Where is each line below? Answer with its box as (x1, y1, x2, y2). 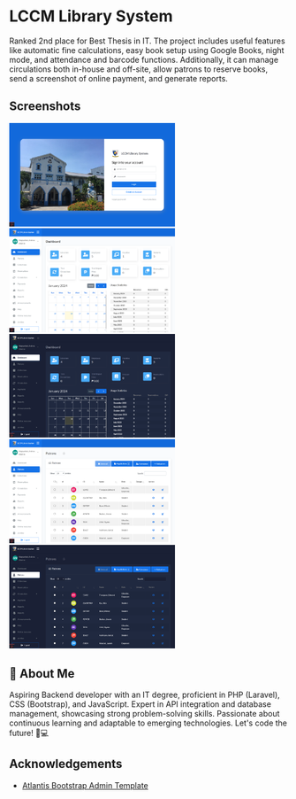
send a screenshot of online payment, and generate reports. (9, 73, 228, 83)
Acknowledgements (9, 756, 123, 772)
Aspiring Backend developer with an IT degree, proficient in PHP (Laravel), (9, 689, 280, 701)
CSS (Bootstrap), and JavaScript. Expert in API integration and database (9, 699, 272, 710)
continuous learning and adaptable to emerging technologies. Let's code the (9, 718, 288, 728)
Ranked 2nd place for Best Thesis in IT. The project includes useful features (9, 35, 285, 46)
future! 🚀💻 (9, 728, 49, 739)
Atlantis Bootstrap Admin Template (21, 780, 148, 790)
